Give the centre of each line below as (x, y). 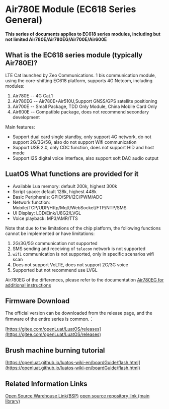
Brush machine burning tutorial (55, 350)
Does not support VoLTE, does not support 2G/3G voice (70, 265)
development (26, 117)
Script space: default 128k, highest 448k (55, 191)
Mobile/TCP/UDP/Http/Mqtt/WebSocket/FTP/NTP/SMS (69, 207)
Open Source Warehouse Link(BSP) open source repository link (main (77, 396)
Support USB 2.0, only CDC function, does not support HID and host (83, 147)
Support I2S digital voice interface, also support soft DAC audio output (86, 158)
